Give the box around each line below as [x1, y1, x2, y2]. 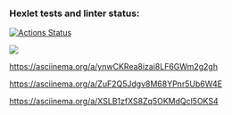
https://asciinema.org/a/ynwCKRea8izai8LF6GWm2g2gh [9, 62, 219, 72]
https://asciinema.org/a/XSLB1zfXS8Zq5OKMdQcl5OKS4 [9, 96, 219, 107]
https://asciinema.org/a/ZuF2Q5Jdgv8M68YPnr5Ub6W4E [9, 78, 223, 89]
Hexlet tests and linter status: [9, 7, 140, 20]
